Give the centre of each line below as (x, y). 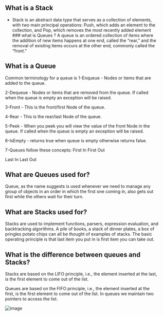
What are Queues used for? (47, 175)
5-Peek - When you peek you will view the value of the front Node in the (77, 126)
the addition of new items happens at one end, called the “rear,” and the (84, 40)
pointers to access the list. (32, 299)
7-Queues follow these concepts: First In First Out (55, 150)
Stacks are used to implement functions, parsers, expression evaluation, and (82, 224)
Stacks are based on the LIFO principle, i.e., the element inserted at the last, (81, 274)
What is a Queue (30, 66)
